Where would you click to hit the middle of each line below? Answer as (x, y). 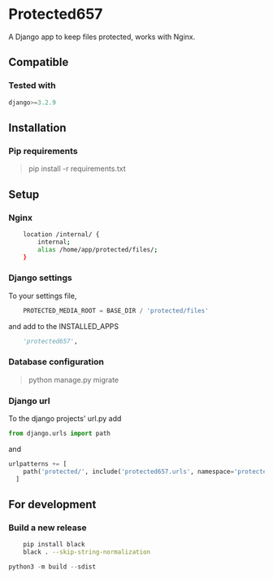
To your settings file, (43, 296)
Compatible (39, 62)
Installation (37, 127)
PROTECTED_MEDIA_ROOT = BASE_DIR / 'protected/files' (116, 310)
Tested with (32, 86)
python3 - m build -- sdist (52, 567)
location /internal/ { (61, 234)
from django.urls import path (60, 434)
